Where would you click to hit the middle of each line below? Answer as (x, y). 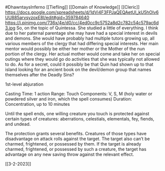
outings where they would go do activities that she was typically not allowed (82, 59)
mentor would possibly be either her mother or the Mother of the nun (75, 49)
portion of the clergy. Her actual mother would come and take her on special (82, 54)
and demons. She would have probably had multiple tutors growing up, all (80, 38)
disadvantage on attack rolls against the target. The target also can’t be (78, 139)
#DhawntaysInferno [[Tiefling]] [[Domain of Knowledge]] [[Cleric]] (72, 7)
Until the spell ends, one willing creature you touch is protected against (77, 114)
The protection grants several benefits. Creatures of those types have (76, 134)
